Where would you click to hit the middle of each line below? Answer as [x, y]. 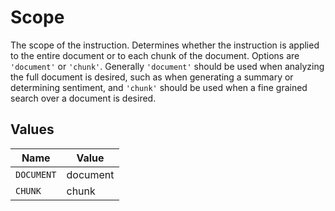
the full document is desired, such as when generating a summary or [152, 77]
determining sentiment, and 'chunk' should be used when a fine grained [159, 87]
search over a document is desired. [83, 98]
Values [32, 129]
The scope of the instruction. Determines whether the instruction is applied [165, 45]
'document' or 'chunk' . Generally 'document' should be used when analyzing [167, 66]
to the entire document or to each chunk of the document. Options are [155, 55]
